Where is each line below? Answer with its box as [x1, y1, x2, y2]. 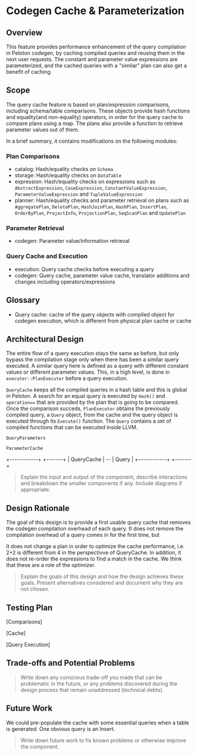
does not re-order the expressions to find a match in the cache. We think [6, 555, 182, 562]
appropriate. [20, 486, 51, 493]
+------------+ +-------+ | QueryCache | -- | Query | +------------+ [6, 456, 171, 463]
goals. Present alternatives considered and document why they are [20, 579, 183, 586]
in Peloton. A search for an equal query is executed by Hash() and [6, 393, 166, 400]
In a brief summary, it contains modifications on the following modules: [6, 137, 178, 144]
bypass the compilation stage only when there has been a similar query [6, 356, 179, 363]
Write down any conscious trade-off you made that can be [20, 674, 163, 681]
